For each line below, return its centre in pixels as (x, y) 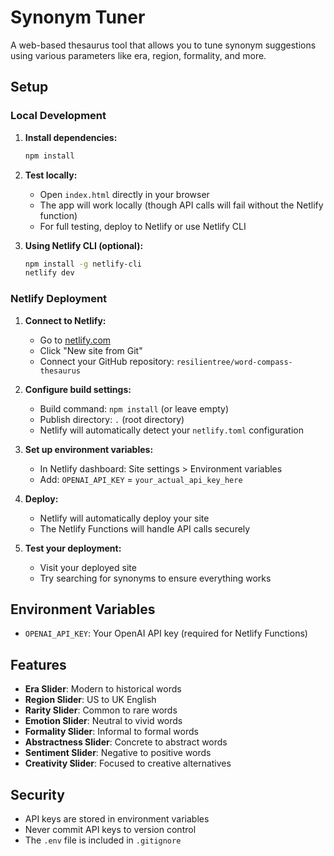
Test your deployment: (73, 548)
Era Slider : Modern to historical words (103, 689)
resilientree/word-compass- (234, 362)
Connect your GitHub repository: (107, 361)
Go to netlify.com (75, 340)
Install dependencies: (71, 137)
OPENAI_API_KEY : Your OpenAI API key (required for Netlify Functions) (166, 633)
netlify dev (49, 273)
